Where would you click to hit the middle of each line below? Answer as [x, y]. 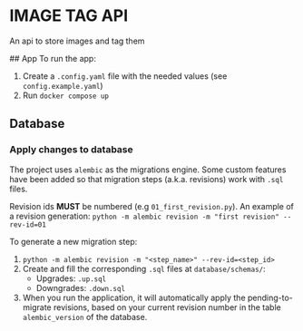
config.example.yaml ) [63, 85]
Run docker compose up [65, 95]
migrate [37, 307]
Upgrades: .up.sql [71, 278]
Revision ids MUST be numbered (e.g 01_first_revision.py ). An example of [152, 206]
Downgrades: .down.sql [80, 287]
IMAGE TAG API [69, 16]
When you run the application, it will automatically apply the [134, 297]
